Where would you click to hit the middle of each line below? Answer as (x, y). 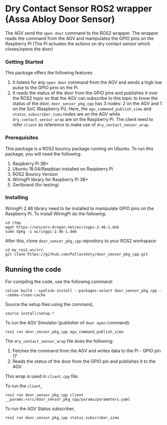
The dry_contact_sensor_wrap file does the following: (59, 341)
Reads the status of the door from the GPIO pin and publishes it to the (84, 361)
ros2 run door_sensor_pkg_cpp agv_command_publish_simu (64, 332)
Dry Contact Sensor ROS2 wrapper (79, 9)
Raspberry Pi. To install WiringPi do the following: (56, 213)
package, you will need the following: (43, 154)
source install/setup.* (30, 313)
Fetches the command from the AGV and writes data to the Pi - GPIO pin (86, 351)
